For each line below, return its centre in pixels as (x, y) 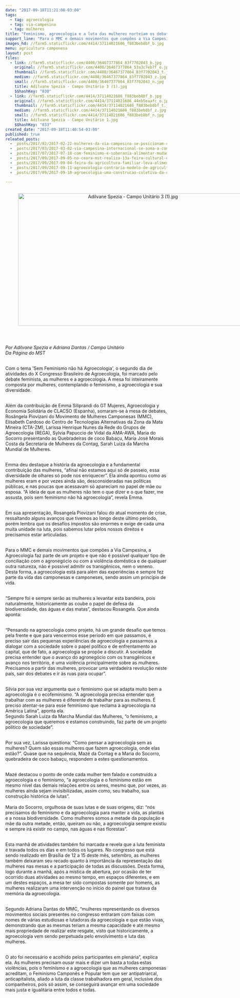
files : (12, 58)
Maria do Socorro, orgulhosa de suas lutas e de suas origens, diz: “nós (80, 807)
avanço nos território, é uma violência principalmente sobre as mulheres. (82, 663)
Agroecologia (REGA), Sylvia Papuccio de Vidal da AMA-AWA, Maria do (81, 433)
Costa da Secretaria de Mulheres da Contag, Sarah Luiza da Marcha (77, 444)
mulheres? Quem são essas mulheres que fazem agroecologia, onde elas (83, 748)
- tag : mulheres (27, 29)
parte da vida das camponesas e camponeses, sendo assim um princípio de (86, 577)
